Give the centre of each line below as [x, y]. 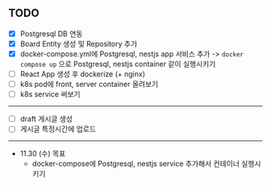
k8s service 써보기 [50, 94]
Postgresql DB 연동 [51, 33]
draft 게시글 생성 [46, 119]
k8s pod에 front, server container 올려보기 [89, 85]
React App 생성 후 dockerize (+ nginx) [83, 74]
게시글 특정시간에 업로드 [58, 129]
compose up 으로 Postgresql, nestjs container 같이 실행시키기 [118, 64]
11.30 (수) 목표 [43, 154]
